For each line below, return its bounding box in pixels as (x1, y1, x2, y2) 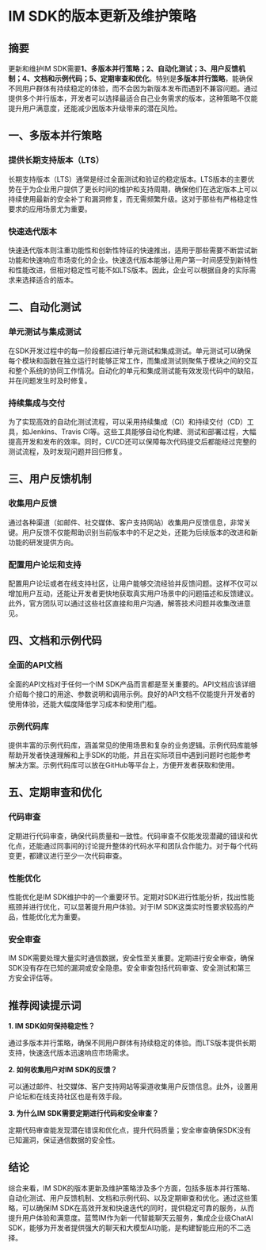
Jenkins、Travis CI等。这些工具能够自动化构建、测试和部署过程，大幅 (28, 426, 256, 437)
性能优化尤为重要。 (21, 912, 85, 921)
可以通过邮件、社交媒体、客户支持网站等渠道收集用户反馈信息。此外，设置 (8, 1082, 251, 1091)
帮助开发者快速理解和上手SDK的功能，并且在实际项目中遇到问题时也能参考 (8, 750, 252, 760)
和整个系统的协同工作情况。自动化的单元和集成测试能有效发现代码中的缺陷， (8, 366, 258, 375)
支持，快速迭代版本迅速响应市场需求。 (8, 1048, 133, 1058)
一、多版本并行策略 (8, 129, 102, 143)
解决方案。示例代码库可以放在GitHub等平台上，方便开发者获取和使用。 (8, 760, 239, 770)
